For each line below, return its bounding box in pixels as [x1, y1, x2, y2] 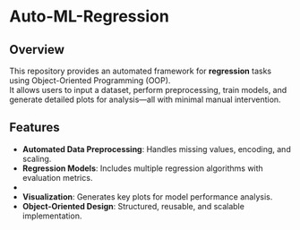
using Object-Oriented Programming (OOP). [9, 75, 171, 86]
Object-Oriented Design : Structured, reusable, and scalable [21, 200, 244, 211]
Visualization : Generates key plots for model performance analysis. [21, 191, 273, 202]
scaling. [21, 153, 52, 164]
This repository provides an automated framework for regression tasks [9, 65, 271, 76]
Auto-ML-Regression [9, 6, 170, 27]
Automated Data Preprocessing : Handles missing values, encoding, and [21, 143, 291, 154]
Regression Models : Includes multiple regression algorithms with [21, 163, 264, 174]
